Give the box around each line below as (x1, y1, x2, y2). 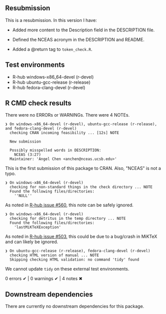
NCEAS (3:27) (14, 152, 41, 157)
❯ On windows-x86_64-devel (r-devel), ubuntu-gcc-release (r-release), (5, 122, 157, 127)
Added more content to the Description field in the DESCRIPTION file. (12, 27, 155, 33)
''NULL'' (14, 193, 32, 198)
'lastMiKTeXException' (14, 225, 61, 230)
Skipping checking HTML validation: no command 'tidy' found (9, 257, 140, 262)
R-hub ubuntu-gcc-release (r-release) (12, 79, 91, 85)
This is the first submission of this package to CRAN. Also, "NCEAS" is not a (5, 165, 161, 171)
